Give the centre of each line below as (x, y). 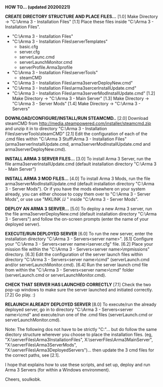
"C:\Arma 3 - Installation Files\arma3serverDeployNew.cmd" (73, 83)
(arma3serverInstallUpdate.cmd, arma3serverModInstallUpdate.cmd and (78, 144)
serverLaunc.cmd (37, 57)
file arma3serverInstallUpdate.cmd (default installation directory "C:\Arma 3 (81, 164)
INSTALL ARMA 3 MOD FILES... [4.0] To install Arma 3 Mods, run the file (78, 178)
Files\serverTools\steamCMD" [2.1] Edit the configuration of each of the (76, 134)
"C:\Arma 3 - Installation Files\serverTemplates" (60, 41)
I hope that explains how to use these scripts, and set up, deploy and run (78, 365)
